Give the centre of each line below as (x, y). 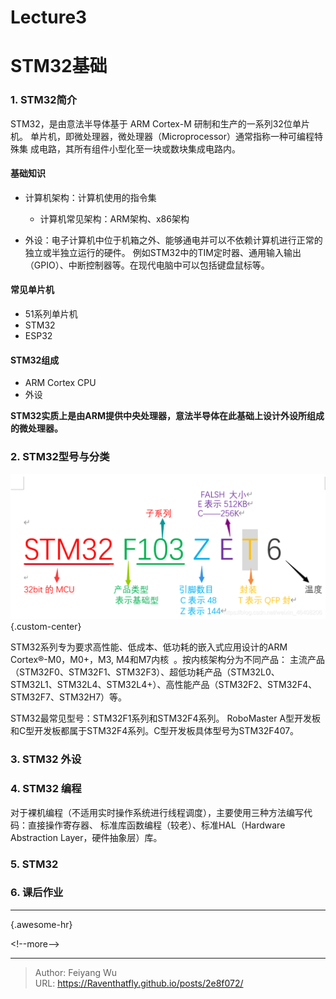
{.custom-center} (46, 627)
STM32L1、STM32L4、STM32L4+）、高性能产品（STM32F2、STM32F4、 (164, 685)
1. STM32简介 (44, 100)
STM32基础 (59, 66)
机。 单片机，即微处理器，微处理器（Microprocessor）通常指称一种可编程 (162, 136)
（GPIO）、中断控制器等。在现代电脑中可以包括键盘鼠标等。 (147, 265)
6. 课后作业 (37, 893)
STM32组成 (35, 360)
